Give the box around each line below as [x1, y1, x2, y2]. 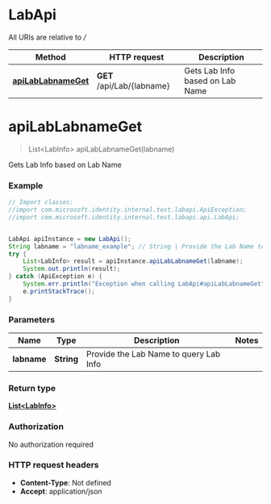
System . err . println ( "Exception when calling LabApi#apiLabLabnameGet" [23, 280, 265, 288]
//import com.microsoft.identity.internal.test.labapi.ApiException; [8, 206, 248, 215]
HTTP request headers [8, 460, 99, 471]
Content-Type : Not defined [19, 477, 111, 487]
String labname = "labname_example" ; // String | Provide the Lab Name [8, 242, 254, 251]
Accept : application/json [19, 486, 102, 496]
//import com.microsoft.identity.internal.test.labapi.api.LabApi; [8, 213, 240, 221]
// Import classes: [8, 198, 74, 206]
